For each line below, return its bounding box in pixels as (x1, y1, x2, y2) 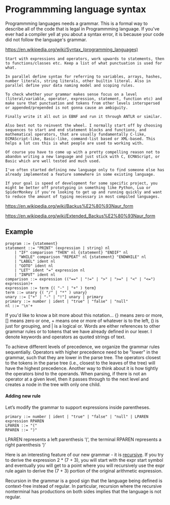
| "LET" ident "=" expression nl (14, 268, 85, 273)
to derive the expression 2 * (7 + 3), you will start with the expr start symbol (5, 457, 163, 463)
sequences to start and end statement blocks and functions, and (5, 127, 146, 133)
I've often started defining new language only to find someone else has (5, 167, 165, 172)
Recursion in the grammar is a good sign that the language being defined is (5, 478, 162, 484)
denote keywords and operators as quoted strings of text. (5, 334, 126, 340)
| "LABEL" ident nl (14, 259, 56, 264)
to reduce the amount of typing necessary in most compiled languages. (5, 194, 160, 199)
